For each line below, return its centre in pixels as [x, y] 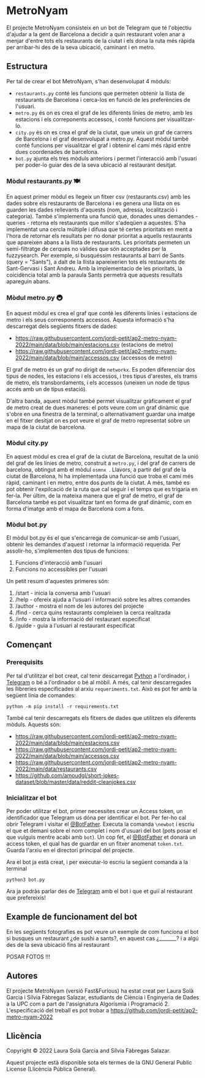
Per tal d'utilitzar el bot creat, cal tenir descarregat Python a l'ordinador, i [98, 676]
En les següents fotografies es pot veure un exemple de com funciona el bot [102, 931]
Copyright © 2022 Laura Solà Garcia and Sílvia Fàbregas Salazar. [89, 1051]
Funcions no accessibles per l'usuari [61, 569]
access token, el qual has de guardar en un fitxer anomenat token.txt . [95, 843]
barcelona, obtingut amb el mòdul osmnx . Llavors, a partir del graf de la [96, 469]
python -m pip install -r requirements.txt [63, 706]
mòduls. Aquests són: [34, 724]
